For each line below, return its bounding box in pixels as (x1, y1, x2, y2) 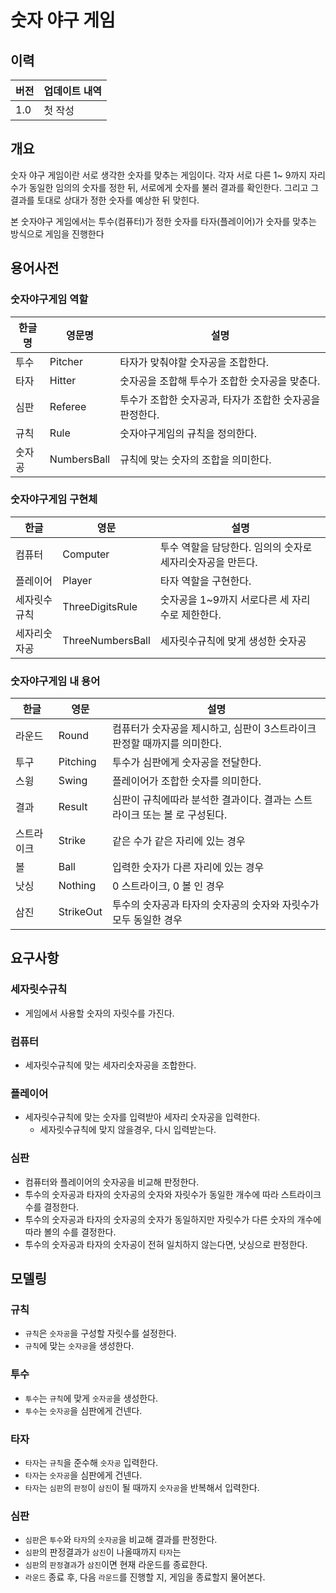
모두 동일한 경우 (111, 913, 183, 927)
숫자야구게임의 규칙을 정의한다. (119, 426, 258, 440)
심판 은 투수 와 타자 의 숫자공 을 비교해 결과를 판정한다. (24, 1534, 218, 1546)
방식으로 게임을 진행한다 (10, 227, 105, 240)
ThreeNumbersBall (62, 633, 151, 647)
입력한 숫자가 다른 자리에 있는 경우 (111, 861, 265, 875)
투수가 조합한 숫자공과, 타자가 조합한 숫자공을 (119, 392, 321, 406)
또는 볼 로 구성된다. (142, 808, 228, 822)
